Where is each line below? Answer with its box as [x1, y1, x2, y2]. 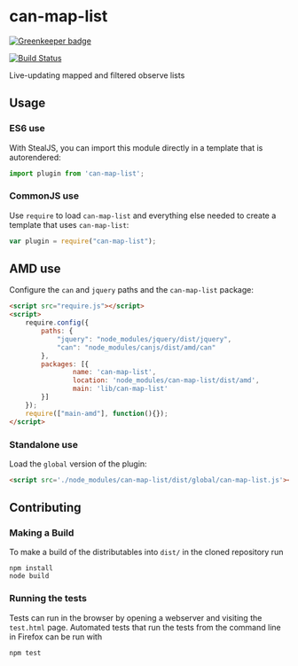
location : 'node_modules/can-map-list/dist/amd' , [72, 376, 260, 385]
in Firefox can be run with [9, 631, 103, 642]
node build [9, 572, 50, 581]
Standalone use [9, 438, 78, 451]
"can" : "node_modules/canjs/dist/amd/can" [56, 343, 216, 352]
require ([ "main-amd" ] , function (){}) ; [25, 409, 169, 418]
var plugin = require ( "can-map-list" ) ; [9, 237, 157, 246]
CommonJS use [9, 190, 80, 202]
